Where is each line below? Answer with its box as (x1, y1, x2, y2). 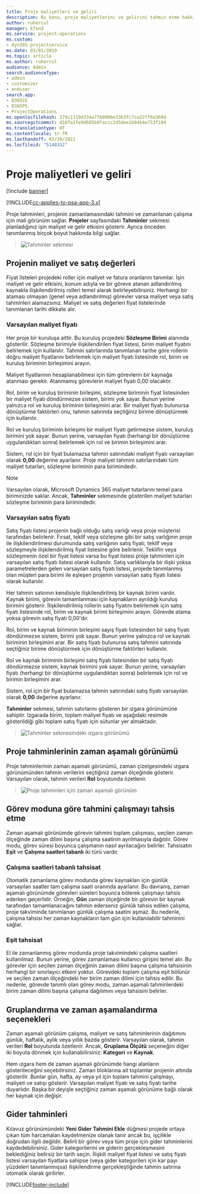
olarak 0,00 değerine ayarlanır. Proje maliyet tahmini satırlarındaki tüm (6, 456, 179, 463)
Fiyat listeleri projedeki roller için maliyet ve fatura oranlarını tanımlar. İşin (6, 274, 185, 281)
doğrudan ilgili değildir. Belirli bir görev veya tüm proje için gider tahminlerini (6, 1137, 193, 1145)
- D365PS (6, 103, 28, 109)
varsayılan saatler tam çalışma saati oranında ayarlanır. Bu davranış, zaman (6, 883, 190, 890)
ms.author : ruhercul (6, 58, 58, 64)
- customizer (6, 81, 39, 87)
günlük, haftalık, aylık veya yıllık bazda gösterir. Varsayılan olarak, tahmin (6, 1036, 185, 1043)
